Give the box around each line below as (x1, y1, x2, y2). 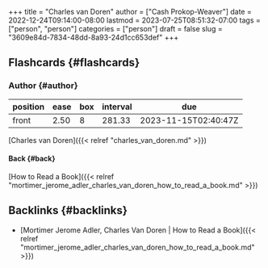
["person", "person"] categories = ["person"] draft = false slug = (8, 24, 224, 33)
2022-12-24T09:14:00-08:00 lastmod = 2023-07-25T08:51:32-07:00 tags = (8, 15, 261, 25)
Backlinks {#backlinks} (8, 203, 128, 217)
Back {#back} (8, 153, 56, 164)
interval (102, 101, 132, 112)
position (12, 101, 45, 112)
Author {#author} (8, 80, 78, 91)
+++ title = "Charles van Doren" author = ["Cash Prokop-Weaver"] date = (8, 7, 252, 16)
